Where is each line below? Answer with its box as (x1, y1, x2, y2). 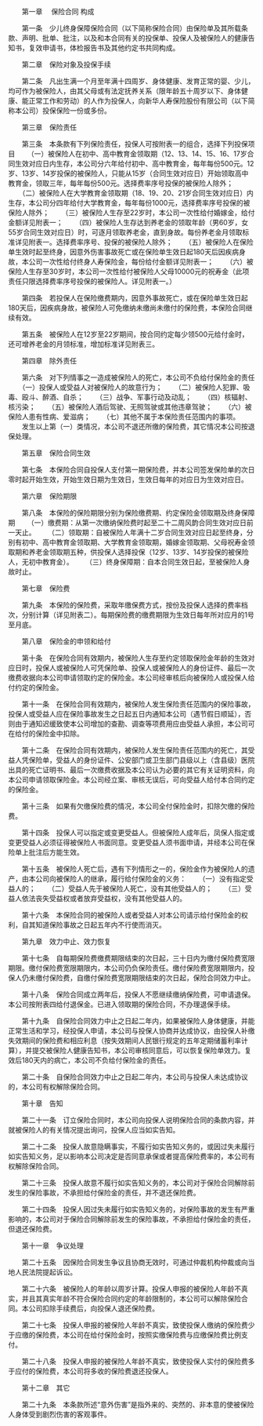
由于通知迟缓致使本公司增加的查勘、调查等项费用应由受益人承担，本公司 (14, 719, 248, 728)
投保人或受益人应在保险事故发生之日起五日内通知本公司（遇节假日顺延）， (8, 709, 245, 718)
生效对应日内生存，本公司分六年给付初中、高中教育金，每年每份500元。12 (14, 159, 254, 168)
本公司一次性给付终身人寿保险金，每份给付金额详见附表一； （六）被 (21, 257, 254, 266)
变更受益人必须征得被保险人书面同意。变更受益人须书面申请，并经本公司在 (8, 838, 248, 847)
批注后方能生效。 (28, 848, 84, 857)
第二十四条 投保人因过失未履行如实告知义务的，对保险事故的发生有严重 (21, 1205, 255, 1214)
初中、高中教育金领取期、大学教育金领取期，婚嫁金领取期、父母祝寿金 (21, 538, 248, 547)
